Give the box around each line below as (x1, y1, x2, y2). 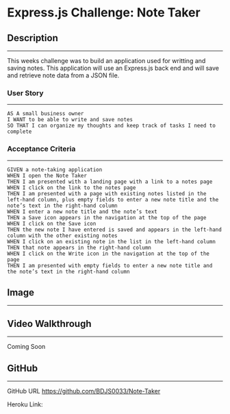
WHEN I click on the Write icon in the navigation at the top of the (7, 250, 210, 257)
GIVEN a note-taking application (7, 166, 103, 173)
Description (7, 32, 58, 44)
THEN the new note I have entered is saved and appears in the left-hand (7, 226, 222, 233)
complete (7, 128, 32, 135)
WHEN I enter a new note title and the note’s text (7, 208, 157, 215)
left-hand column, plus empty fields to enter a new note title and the (7, 196, 219, 203)
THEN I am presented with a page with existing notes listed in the (7, 190, 207, 197)
